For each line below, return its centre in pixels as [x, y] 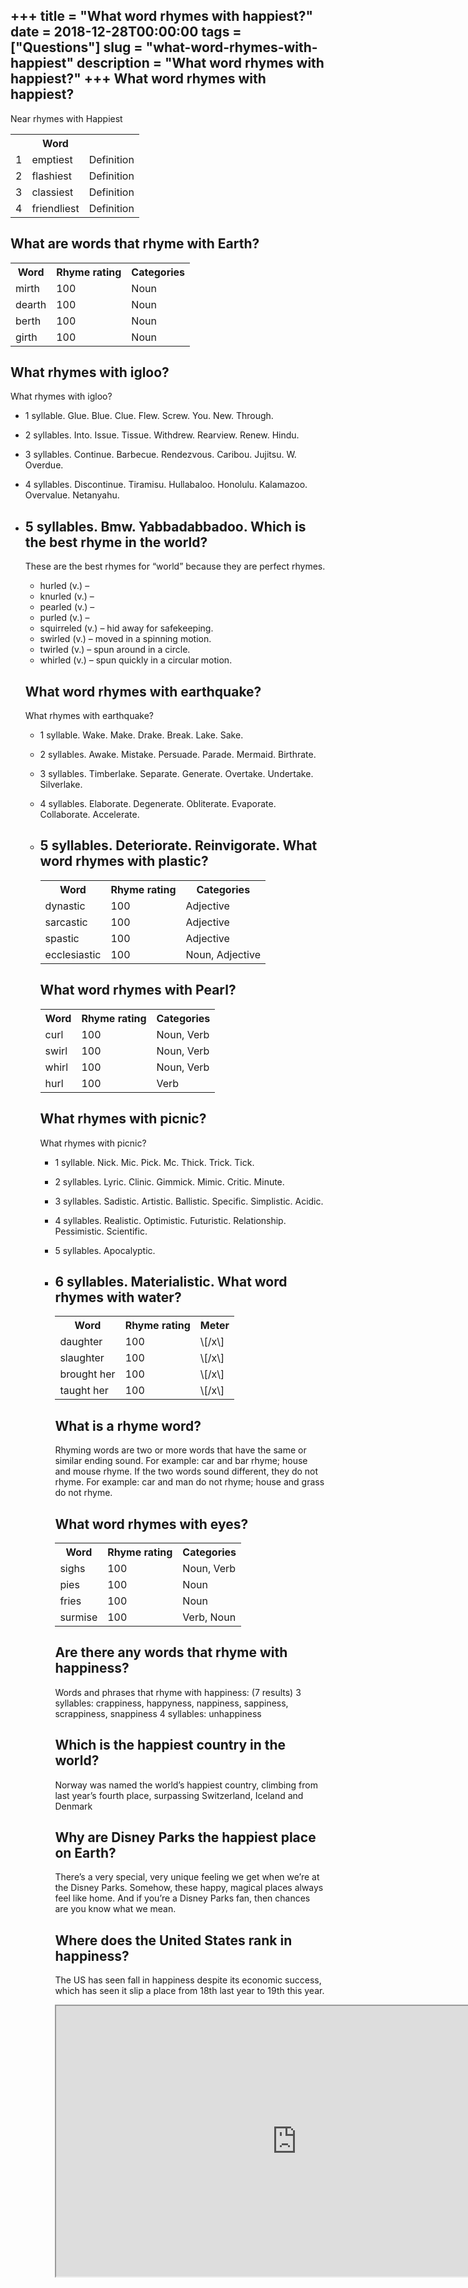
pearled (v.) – [67, 607]
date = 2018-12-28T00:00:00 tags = [126, 32]
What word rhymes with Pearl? [138, 990]
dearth [31, 304]
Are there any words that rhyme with [171, 1652]
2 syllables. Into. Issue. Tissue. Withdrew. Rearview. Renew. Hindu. [162, 435]
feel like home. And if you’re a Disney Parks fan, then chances [182, 1898]
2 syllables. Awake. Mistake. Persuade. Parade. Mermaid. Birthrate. [178, 755]
